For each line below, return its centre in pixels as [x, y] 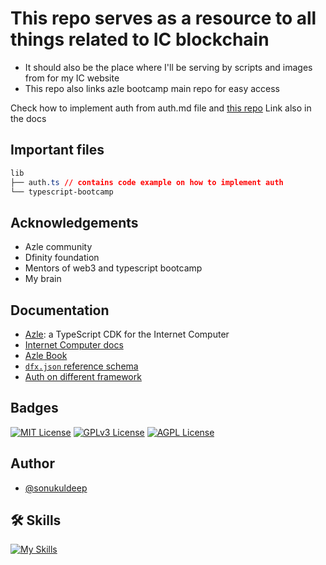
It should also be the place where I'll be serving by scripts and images [168, 67]
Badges [34, 408]
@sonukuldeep [56, 488]
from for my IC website [72, 78]
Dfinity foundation [62, 258]
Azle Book [46, 355]
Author [32, 463]
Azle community [58, 247]
